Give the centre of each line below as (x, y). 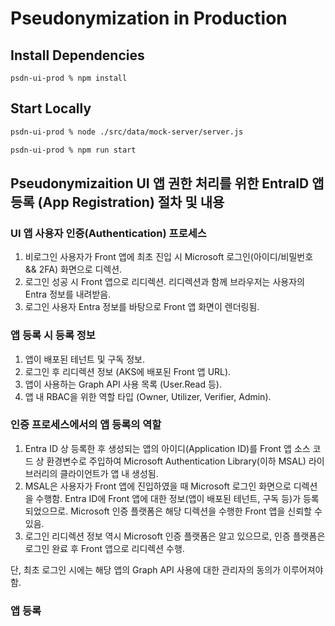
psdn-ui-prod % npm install (69, 78)
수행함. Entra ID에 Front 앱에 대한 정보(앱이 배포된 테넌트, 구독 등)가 (168, 498)
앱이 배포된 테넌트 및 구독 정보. (84, 359)
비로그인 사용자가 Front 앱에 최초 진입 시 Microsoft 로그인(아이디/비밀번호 (169, 257)
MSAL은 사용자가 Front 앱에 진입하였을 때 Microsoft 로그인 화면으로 (158, 486)
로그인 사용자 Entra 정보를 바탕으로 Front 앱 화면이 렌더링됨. (142, 307)
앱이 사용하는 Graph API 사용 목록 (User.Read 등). (123, 384)
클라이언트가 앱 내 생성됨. (109, 473)
